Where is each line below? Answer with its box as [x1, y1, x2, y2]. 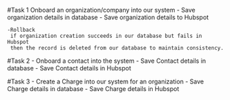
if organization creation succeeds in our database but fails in [10, 32, 202, 39]
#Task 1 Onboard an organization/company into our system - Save [7, 6, 195, 14]
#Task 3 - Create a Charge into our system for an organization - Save [7, 77, 204, 86]
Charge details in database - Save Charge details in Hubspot [7, 85, 180, 92]
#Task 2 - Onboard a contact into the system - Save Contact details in [7, 57, 207, 65]
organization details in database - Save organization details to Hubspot [7, 13, 209, 21]
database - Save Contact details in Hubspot [7, 64, 131, 72]
